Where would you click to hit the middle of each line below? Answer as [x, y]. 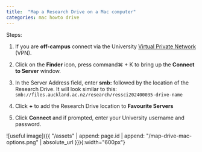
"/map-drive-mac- [169, 136]
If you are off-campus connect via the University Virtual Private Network [105, 46]
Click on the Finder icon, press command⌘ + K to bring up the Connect [105, 65]
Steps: [14, 34]
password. [28, 124]
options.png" [22, 142]
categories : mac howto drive [43, 17]
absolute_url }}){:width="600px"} [84, 142]
